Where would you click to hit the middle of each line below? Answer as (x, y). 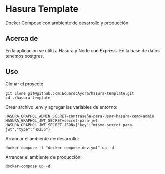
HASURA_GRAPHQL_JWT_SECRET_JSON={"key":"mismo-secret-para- (70, 125)
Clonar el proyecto (24, 84)
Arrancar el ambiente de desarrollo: (42, 138)
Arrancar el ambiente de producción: (43, 157)
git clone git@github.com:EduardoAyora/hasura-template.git (70, 93)
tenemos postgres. (25, 56)
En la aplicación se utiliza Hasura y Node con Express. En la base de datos (82, 50)
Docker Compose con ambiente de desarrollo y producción (67, 23)
